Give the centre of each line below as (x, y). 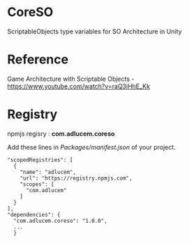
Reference (38, 60)
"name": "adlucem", (48, 172)
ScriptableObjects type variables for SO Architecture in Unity (95, 31)
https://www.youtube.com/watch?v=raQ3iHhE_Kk (79, 86)
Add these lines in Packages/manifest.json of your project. (91, 147)
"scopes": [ (37, 184)
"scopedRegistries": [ (40, 160)
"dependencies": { (34, 214)
